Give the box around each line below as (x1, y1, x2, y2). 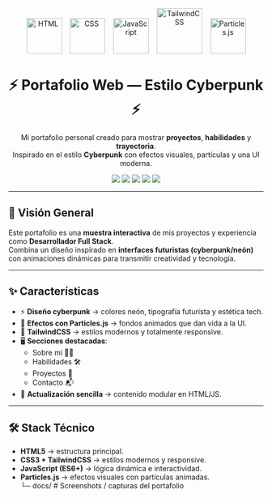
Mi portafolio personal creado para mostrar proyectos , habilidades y (20, 132, 252, 142)
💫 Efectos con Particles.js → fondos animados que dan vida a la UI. (19, 318, 247, 328)
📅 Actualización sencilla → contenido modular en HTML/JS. (19, 389, 222, 398)
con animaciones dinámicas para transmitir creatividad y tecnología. (8, 253, 236, 263)
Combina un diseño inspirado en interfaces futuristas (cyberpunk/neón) (8, 245, 253, 254)
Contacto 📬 (32, 377, 74, 387)
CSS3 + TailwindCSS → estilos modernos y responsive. (19, 455, 206, 465)
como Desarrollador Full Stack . (8, 236, 114, 246)
